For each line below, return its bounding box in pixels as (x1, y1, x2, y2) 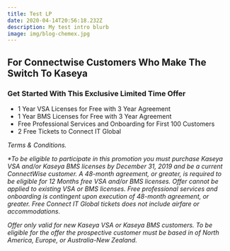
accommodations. (7, 206, 61, 216)
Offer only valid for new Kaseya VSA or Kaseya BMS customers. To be (7, 221, 213, 229)
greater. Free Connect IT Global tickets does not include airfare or (7, 199, 200, 208)
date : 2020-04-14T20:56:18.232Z (7, 17, 103, 24)
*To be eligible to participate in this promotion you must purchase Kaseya (7, 154, 223, 163)
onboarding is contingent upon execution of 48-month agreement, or (7, 192, 209, 200)
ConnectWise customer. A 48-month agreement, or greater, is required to (7, 169, 222, 177)
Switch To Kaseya (7, 67, 88, 79)
